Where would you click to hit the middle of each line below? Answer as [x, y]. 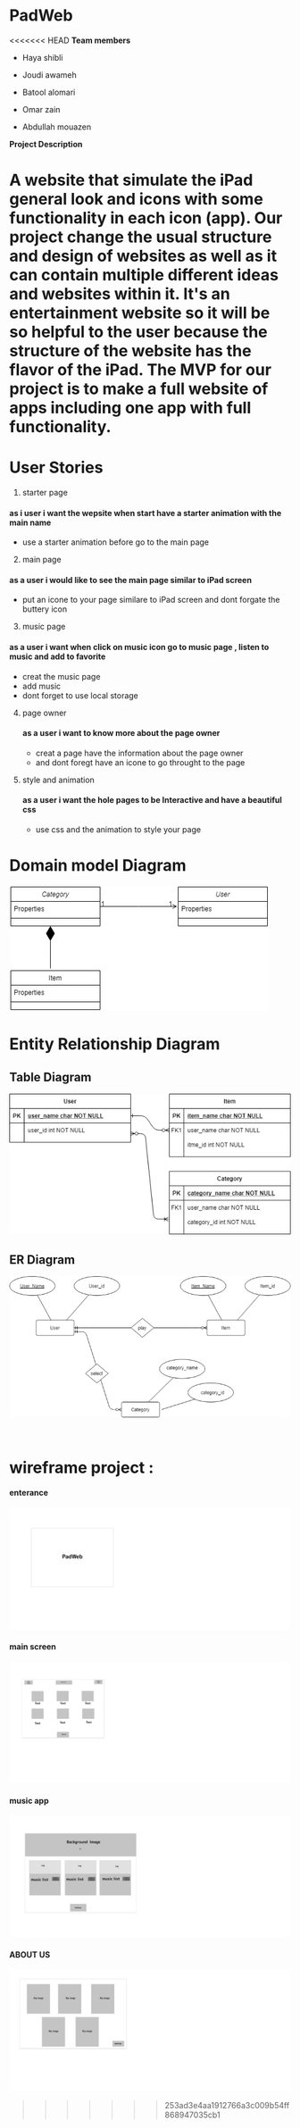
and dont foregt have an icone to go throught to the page [140, 762]
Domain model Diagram [98, 866]
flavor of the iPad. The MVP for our [141, 370]
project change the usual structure [141, 237]
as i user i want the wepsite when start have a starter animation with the [146, 513]
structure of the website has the [130, 351]
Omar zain [41, 109]
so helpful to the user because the [138, 332]
